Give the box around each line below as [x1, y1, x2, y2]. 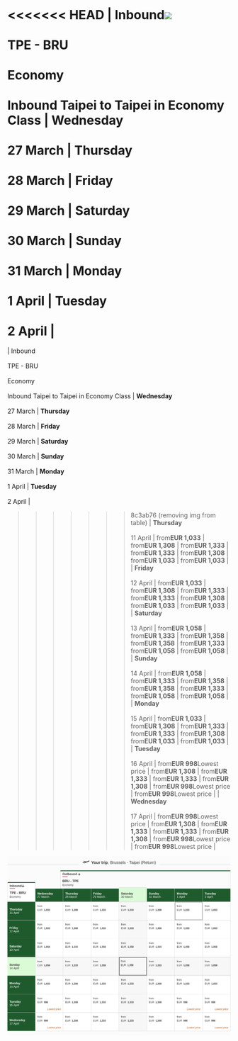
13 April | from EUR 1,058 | [130, 624, 207, 632]
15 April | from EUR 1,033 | [130, 714, 207, 723]
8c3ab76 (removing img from [130, 511, 216, 519]
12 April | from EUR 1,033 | [130, 578, 207, 587]
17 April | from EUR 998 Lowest [130, 812, 218, 821]
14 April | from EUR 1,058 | [130, 669, 207, 677]
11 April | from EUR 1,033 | [130, 533, 205, 542]
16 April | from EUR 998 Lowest [130, 759, 219, 767]
